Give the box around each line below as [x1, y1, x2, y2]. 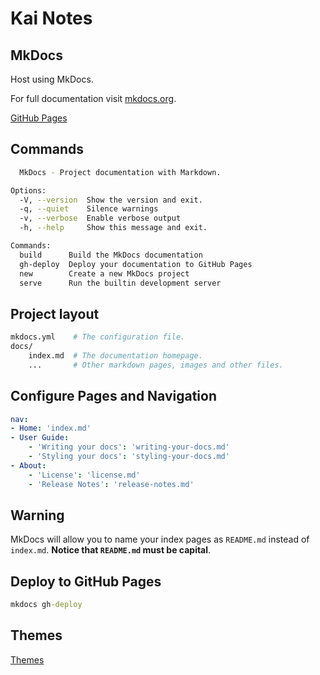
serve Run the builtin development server [19, 278, 222, 288]
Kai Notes [10, 7, 93, 30]
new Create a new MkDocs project [19, 268, 190, 279]
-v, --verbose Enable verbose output [19, 213, 182, 224]
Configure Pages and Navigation [10, 388, 218, 405]
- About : [10, 460, 47, 471]
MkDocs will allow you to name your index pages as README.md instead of [10, 533, 310, 546]
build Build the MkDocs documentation [19, 250, 203, 260]
